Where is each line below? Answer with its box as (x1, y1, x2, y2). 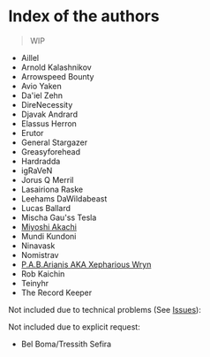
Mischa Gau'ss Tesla (20, 212, 97, 223)
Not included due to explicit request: (8, 321, 140, 332)
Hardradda (20, 156, 61, 166)
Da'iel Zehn (20, 90, 64, 101)
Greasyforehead (20, 146, 81, 156)
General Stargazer (20, 137, 88, 148)
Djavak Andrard (20, 109, 79, 119)
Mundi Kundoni (20, 231, 77, 241)
